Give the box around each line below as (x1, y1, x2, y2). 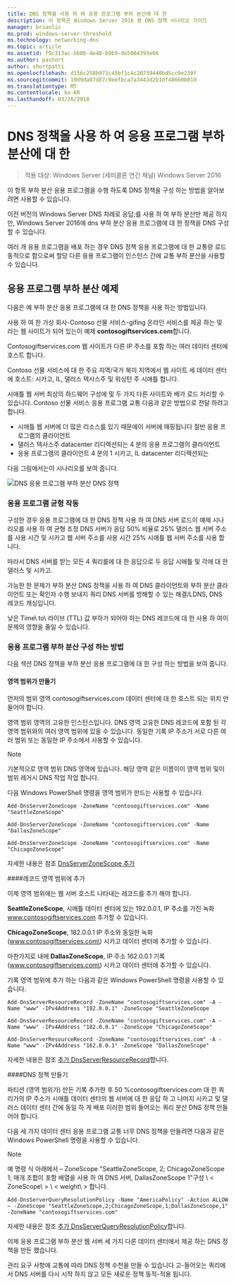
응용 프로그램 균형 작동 (7, 498, 80, 508)
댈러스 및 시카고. (7, 566, 53, 575)
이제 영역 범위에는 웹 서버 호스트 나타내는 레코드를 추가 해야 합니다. (7, 889, 192, 897)
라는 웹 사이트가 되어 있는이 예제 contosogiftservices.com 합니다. (7, 327, 192, 335)
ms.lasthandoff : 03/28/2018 (7, 96, 90, 103)
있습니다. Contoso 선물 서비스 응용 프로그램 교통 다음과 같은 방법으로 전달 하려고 (7, 398, 229, 407)
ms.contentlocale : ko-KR (7, 89, 80, 96)
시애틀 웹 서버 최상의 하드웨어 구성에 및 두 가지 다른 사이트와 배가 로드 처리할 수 (7, 390, 225, 398)
